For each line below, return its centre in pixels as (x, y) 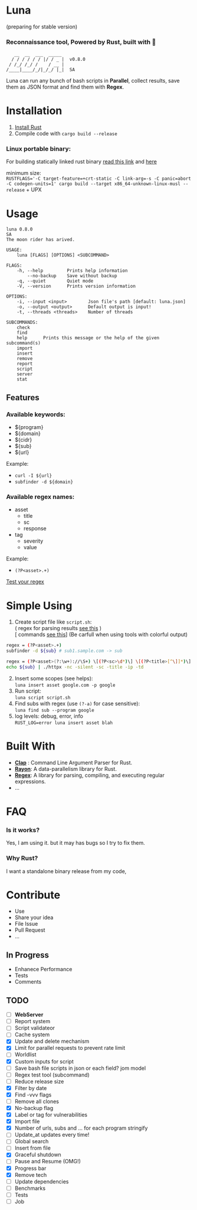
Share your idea (34, 917)
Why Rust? (22, 858)
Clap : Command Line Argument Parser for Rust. (73, 763)
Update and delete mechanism (52, 1042)
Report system (32, 1021)
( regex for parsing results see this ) (58, 628)
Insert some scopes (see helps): (54, 678)
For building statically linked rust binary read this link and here (82, 162)
